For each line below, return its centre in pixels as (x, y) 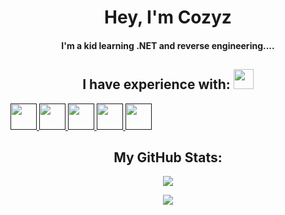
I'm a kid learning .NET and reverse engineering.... (168, 45)
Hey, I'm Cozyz (168, 17)
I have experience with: (156, 84)
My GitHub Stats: (168, 157)
